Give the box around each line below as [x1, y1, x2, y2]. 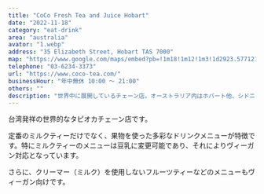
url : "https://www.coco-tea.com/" [8, 70, 122, 78]
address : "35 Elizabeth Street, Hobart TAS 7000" [8, 48, 174, 56]
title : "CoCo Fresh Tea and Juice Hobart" [8, 11, 149, 20]
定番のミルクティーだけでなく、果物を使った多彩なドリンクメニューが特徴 [8, 131, 249, 141]
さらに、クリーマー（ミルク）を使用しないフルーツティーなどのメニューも [8, 167, 249, 177]
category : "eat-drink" [8, 26, 82, 34]
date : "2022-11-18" [8, 19, 72, 27]
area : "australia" [8, 33, 68, 42]
